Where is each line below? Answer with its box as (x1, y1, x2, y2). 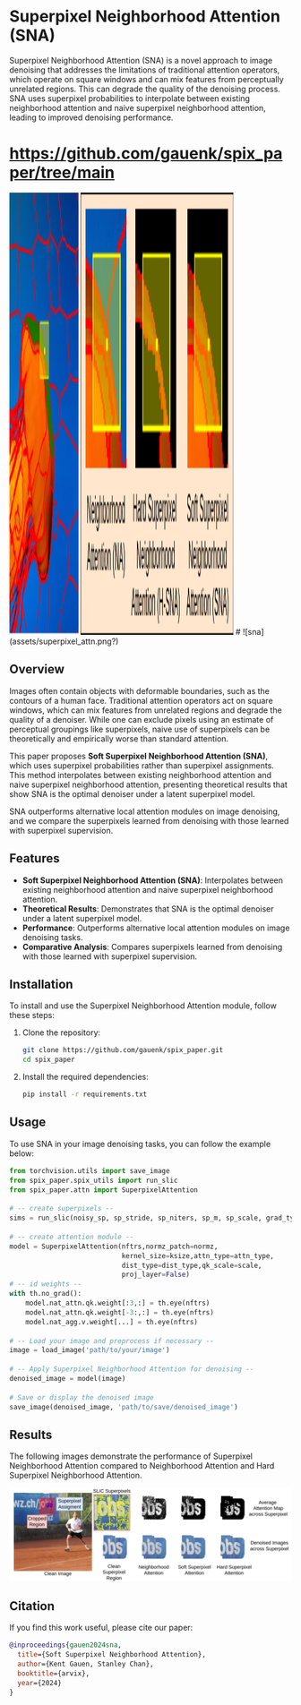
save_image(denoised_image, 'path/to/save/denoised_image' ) (9, 1402, 239, 1411)
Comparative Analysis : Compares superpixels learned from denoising (21, 941, 283, 952)
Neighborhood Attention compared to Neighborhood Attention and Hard (9, 1461, 275, 1471)
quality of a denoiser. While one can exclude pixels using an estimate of (9, 714, 274, 724)
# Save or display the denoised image (9, 1392, 154, 1402)
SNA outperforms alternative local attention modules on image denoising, (9, 806, 280, 817)
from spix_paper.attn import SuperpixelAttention (9, 1185, 199, 1195)
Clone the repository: (21, 1027, 101, 1038)
